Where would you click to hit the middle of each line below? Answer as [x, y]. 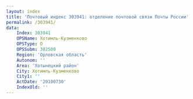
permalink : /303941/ [31, 22]
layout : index [23, 11]
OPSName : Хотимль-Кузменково [52, 38]
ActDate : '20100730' [41, 82]
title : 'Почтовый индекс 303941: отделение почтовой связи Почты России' [98, 17]
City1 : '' [29, 76]
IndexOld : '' [32, 87]
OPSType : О [30, 44]
